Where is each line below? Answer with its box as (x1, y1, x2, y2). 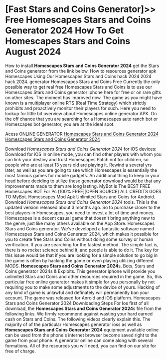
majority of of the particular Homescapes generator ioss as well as (5, 321, 142, 327)
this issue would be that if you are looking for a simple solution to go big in (5, 252, 158, 258)
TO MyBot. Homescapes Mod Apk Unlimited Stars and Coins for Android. (5, 194, 156, 200)
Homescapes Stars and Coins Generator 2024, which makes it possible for (5, 231, 159, 237)
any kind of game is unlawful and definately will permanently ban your (5, 289, 150, 295)
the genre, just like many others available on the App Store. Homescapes (5, 220, 155, 226)
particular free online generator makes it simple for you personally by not (5, 279, 155, 285)
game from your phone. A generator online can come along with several (5, 337, 153, 343)
